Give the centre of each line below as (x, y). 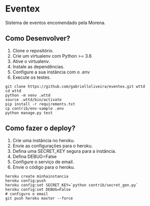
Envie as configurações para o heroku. (53, 146)
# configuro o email (27, 194)
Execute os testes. (32, 77)
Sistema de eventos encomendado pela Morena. (55, 23)
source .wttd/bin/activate (33, 99)
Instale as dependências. (38, 66)
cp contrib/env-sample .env (35, 109)
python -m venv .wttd (28, 95)
